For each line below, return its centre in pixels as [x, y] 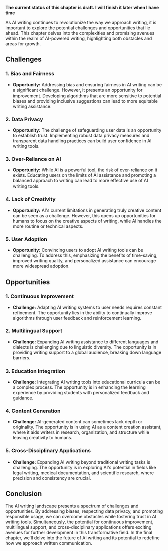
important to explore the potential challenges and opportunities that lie [78, 28]
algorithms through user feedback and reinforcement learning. [77, 318]
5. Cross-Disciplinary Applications [48, 451]
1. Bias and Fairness [30, 74]
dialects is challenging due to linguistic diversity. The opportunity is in [85, 347]
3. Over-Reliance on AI [33, 159]
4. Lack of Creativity [31, 199]
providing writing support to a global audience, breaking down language [87, 352]
